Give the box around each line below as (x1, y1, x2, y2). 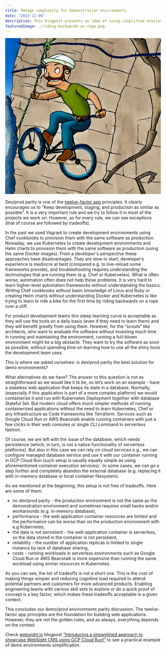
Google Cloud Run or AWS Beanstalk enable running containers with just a (5, 416, 157, 422)
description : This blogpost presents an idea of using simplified (5, 18, 145, 23)
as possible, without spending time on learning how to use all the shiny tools (5, 345, 161, 351)
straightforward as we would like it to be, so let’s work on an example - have (5, 379, 160, 386)
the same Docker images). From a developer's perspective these (5, 251, 137, 257)
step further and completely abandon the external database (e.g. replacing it (5, 468, 161, 474)
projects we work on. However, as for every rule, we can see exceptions (5, 215, 152, 221)
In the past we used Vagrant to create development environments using (5, 230, 151, 236)
